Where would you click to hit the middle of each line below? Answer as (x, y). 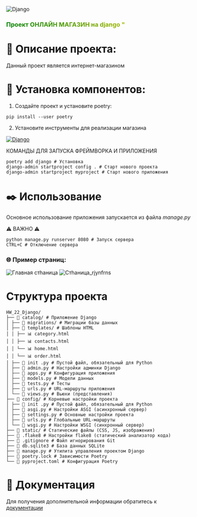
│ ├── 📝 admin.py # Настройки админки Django (63, 368)
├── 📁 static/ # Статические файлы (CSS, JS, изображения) (81, 430)
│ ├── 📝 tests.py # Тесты (38, 383)
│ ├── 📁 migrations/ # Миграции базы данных (62, 323)
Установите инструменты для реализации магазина (80, 128)
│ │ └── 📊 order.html (34, 356)
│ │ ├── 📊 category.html (38, 334)
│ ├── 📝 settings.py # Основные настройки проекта (70, 415)
